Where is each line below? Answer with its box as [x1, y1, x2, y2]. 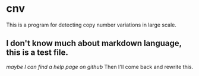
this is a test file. [6, 48, 68, 58]
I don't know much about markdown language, [6, 38, 182, 48]
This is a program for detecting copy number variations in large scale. [6, 21, 177, 28]
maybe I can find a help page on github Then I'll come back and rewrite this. [6, 63, 194, 70]
